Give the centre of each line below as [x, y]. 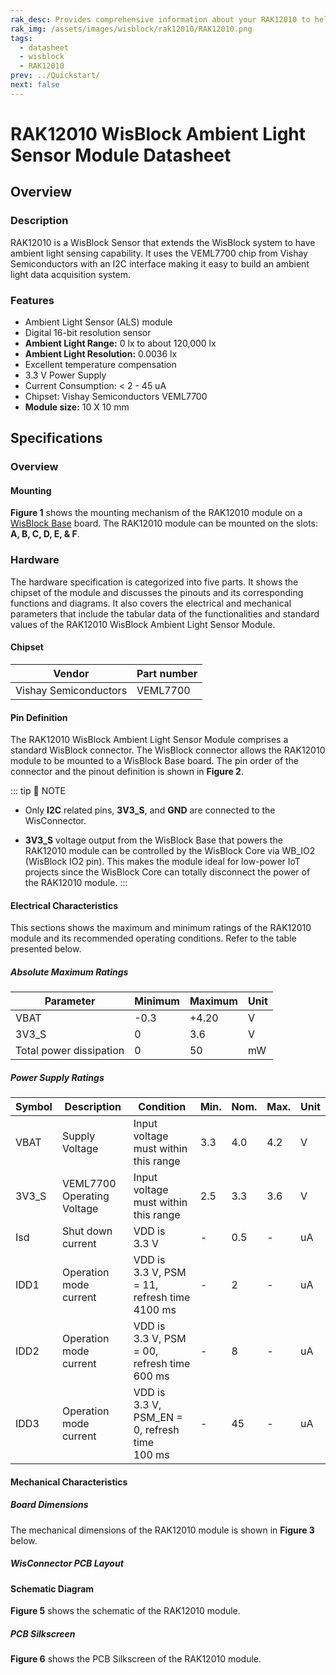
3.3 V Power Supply [65, 375]
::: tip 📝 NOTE [38, 791]
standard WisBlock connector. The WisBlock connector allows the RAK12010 [168, 750]
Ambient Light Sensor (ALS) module [98, 322]
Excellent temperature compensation [100, 364]
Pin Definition [39, 717]
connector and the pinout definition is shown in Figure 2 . [127, 772]
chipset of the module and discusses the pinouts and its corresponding [157, 592]
